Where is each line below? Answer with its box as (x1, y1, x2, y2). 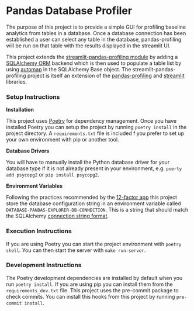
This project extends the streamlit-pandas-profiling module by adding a (6, 53, 178, 60)
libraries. (6, 78, 27, 85)
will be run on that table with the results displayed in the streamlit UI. (6, 42, 171, 49)
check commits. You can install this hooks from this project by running (6, 293, 175, 300)
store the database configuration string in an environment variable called (6, 200, 181, 207)
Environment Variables (6, 182, 63, 189)
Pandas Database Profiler (6, 4, 133, 18)
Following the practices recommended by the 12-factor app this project (6, 194, 177, 201)
